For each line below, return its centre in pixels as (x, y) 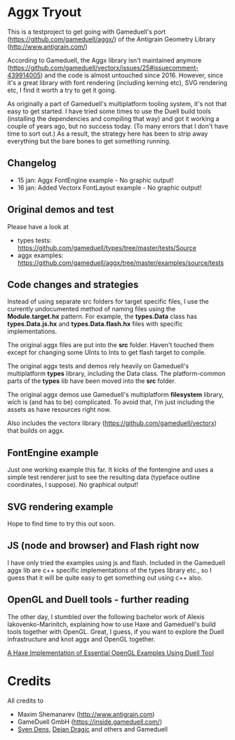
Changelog (32, 163)
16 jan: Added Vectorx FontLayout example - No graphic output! (109, 188)
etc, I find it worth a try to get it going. (62, 90)
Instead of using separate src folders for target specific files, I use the (108, 301)
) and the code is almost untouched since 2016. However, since (132, 75)
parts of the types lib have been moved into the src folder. (92, 381)
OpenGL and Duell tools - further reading (98, 600)
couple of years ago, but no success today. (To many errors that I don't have (118, 126)
